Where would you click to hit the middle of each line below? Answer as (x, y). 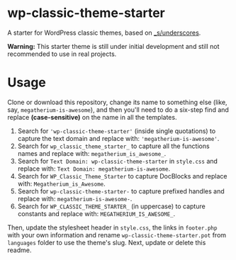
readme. (19, 250)
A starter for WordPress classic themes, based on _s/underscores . (104, 33)
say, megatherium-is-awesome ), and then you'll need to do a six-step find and (118, 109)
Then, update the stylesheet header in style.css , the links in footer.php (112, 227)
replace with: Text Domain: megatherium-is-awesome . (94, 169)
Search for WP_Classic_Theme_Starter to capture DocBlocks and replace (122, 176)
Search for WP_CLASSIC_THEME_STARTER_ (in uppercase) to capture (111, 206)
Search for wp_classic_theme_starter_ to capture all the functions (114, 146)
